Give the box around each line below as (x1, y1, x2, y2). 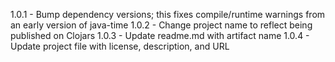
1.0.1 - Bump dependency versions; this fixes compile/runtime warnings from (10, 9, 326, 20)
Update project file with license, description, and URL (10, 40, 230, 52)
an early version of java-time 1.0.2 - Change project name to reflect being (10, 19, 313, 31)
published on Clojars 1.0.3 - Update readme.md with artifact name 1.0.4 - (10, 30, 310, 41)
